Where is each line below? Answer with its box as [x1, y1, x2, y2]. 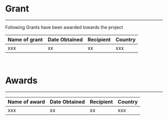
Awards [5, 75, 38, 86]
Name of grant [7, 36, 43, 43]
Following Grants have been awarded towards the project [5, 24, 123, 30]
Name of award [7, 98, 45, 105]
